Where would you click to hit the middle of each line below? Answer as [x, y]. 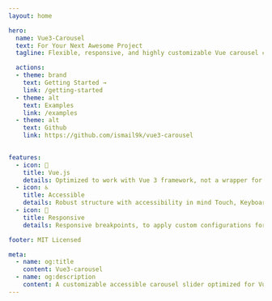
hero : [17, 30]
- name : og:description [55, 277]
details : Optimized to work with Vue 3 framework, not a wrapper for [143, 180]
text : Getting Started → [65, 83]
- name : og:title [45, 262]
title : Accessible [54, 195]
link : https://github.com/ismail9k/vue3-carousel [108, 136]
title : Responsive [54, 218]
